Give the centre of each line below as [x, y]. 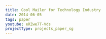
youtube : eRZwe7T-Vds [28, 24]
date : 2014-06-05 [24, 15]
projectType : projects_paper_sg [39, 29]
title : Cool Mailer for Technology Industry [53, 10]
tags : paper [18, 19]
